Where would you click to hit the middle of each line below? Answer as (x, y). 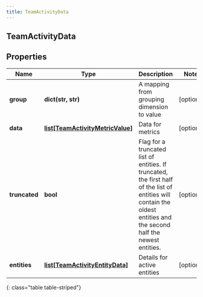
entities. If (153, 164)
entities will (155, 194)
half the (149, 232)
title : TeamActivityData (37, 12)
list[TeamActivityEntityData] (86, 265)
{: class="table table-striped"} (44, 287)
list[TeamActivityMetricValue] (89, 128)
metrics (149, 132)
